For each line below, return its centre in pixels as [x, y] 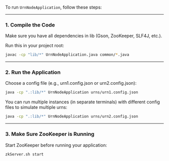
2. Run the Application [33, 72]
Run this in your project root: [35, 46]
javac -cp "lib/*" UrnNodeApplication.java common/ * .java [67, 55]
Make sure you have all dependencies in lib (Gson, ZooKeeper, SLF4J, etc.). [84, 36]
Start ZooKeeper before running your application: [56, 145]
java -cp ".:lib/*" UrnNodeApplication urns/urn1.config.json [72, 92]
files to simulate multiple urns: [36, 107]
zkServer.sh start [24, 154]
